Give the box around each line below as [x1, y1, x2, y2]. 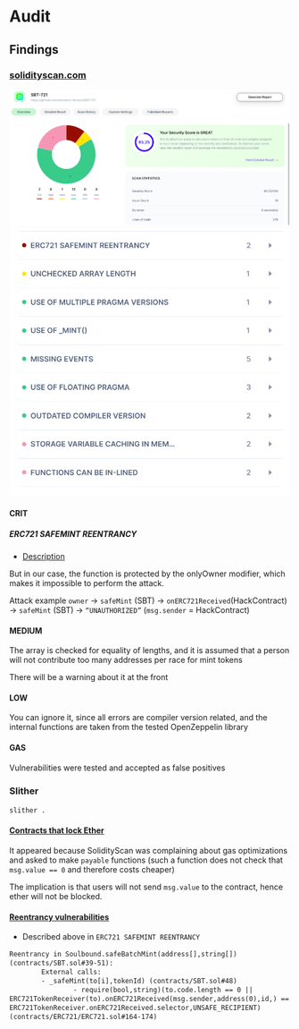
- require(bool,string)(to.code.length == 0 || [72, 986, 253, 995]
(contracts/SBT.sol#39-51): [9, 959, 114, 968]
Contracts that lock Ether [9, 825, 104, 836]
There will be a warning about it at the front [9, 672, 169, 683]
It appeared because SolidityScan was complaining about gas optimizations [9, 846, 288, 855]
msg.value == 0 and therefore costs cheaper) [9, 864, 176, 874]
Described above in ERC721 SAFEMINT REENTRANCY [21, 931, 201, 942]
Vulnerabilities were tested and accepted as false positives [9, 762, 226, 773]
